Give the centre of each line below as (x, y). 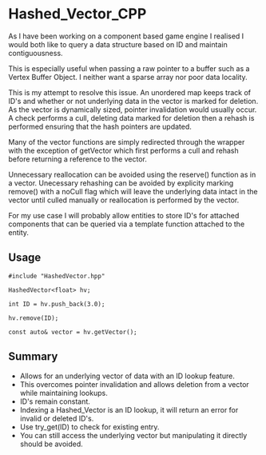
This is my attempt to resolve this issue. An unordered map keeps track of (130, 92)
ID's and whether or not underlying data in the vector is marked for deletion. (133, 101)
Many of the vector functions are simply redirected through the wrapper (127, 142)
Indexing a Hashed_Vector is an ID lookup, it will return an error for (129, 409)
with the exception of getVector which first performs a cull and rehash (123, 150)
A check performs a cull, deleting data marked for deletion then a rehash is (131, 118)
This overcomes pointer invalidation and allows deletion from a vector (134, 384)
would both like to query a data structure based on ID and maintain (118, 44)
